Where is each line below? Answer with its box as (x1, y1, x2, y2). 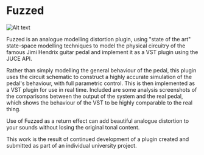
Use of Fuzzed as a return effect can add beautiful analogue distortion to (6, 117, 189, 125)
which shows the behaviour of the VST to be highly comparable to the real (6, 98, 193, 106)
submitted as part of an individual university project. (6, 142, 137, 149)
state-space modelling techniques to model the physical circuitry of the (6, 42, 186, 49)
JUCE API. (6, 55, 32, 62)
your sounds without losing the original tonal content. (6, 123, 140, 131)
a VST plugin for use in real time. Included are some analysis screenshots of (6, 86, 197, 93)
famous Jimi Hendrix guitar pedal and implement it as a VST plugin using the (6, 48, 199, 55)
